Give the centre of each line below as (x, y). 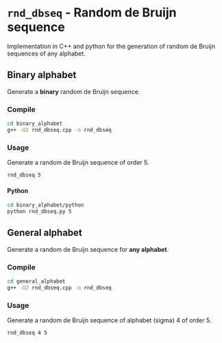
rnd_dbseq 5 (24, 175)
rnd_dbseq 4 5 (27, 333)
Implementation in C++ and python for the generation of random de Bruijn (111, 46)
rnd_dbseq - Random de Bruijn (92, 13)
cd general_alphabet (37, 282)
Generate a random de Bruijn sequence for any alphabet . (88, 249)
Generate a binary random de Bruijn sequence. (74, 91)
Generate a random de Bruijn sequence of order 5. (78, 163)
